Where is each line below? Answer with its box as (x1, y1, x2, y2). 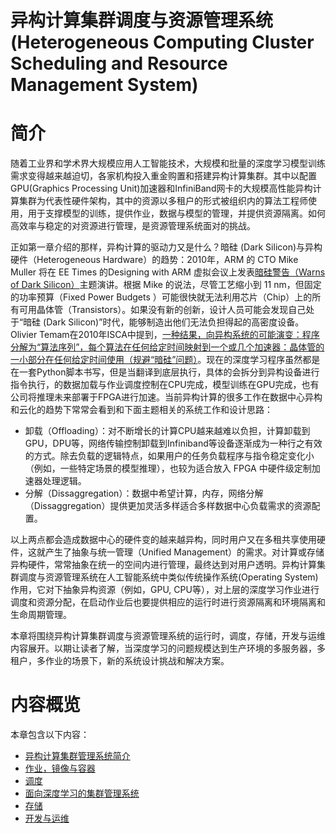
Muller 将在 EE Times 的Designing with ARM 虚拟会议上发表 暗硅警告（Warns (10, 266, 326, 278)
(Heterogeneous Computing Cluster (10, 31, 315, 54)
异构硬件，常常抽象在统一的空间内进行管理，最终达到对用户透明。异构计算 (10, 559, 317, 571)
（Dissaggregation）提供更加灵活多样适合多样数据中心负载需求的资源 (24, 500, 312, 512)
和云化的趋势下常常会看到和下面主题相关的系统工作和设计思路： (10, 404, 273, 416)
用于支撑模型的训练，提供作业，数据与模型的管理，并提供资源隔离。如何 (27, 207, 326, 220)
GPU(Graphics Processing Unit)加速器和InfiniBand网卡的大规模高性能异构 (10, 182, 313, 195)
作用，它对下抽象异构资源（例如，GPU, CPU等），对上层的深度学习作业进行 (10, 584, 320, 596)
